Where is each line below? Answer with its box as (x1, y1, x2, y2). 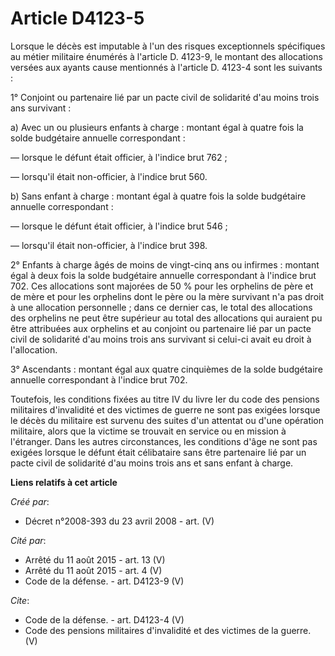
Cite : (10, 594, 30, 606)
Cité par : (10, 534, 47, 546)
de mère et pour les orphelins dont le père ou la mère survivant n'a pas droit (10, 290, 325, 302)
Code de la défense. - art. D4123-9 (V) (24, 575, 185, 587)
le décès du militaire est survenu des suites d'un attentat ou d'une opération (10, 414, 325, 426)
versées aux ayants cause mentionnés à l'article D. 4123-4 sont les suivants (10, 61, 323, 73)
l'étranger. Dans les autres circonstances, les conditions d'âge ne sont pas (10, 435, 318, 447)
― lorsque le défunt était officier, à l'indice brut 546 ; (10, 220, 228, 232)
